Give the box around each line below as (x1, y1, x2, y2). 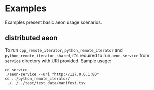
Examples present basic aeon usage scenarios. (5, 19, 102, 25)
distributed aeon (5, 34, 58, 42)
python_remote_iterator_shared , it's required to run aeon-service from (5, 52, 150, 58)
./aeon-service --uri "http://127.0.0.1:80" (5, 72, 99, 77)
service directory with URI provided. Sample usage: (5, 58, 111, 64)
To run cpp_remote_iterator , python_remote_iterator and (5, 47, 123, 53)
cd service (5, 67, 28, 72)
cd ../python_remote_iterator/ (5, 76, 70, 81)
